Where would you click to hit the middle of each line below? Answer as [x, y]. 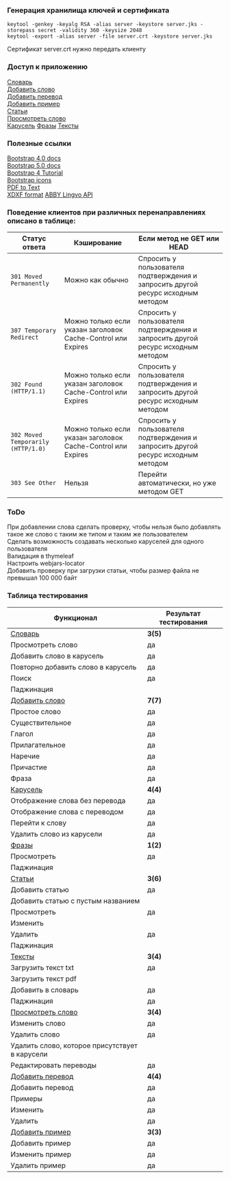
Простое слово [36, 711]
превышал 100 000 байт [42, 578]
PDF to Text [24, 187]
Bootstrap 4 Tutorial [35, 173]
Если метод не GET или [179, 238]
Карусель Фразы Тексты [43, 125]
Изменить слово [38, 1023]
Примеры [27, 1098]
